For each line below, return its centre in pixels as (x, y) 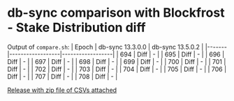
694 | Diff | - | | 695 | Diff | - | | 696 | (172, 54)
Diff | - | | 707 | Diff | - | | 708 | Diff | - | (63, 76)
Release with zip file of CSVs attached (62, 90)
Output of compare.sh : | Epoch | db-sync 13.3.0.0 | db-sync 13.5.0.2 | (105, 47)
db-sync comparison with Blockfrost (116, 13)
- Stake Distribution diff (77, 28)
